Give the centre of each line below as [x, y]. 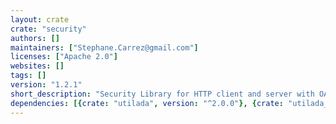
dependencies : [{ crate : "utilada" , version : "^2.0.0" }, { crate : [147, 103]
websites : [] [37, 66]
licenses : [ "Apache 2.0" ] [64, 57]
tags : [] [28, 76]
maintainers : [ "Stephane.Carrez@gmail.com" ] [104, 47]
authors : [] [35, 38]
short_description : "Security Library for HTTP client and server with [162, 94]
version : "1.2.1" [46, 85]
